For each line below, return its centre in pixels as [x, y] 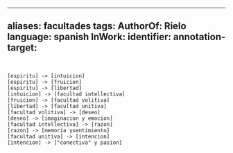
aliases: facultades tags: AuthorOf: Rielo [97, 26]
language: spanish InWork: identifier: [89, 37]
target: [22, 48]
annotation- [199, 37]
